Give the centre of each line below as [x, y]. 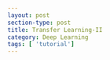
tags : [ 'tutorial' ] [41, 44]
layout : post [29, 15]
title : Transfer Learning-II [55, 30]
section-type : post [39, 23]
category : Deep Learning [48, 37]
